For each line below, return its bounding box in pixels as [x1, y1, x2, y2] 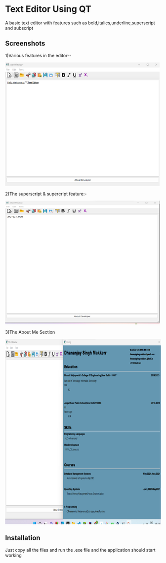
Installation [5, 534, 41, 542]
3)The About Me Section [5, 329, 55, 335]
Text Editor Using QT [5, 3, 91, 15]
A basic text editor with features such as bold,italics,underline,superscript [5, 20, 155, 26]
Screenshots [5, 40, 45, 48]
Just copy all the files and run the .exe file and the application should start [5, 547, 156, 553]
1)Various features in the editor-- [5, 52, 72, 58]
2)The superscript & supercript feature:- [5, 191, 87, 197]
